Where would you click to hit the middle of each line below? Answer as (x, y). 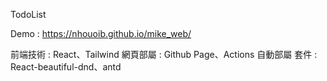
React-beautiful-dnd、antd (66, 67)
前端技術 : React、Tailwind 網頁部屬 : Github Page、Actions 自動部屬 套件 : (164, 54)
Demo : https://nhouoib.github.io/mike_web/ (101, 33)
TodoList (28, 14)
